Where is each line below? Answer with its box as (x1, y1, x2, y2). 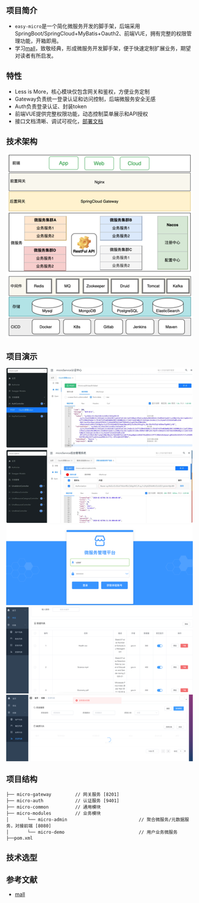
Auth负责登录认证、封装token (14, 102, 87, 110)
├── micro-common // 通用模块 (6, 804, 101, 810)
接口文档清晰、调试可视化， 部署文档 (14, 117, 104, 124)
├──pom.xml (6, 835, 33, 841)
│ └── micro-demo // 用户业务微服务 (6, 829, 178, 835)
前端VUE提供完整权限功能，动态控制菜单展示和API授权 (14, 110, 148, 117)
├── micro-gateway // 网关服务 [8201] (6, 791, 120, 798)
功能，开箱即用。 (20, 37, 62, 44)
